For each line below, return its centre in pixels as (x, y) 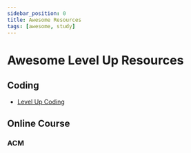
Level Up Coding (41, 102)
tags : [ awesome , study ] (41, 26)
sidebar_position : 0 (37, 13)
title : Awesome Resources (44, 20)
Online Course (39, 123)
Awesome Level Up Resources (95, 60)
